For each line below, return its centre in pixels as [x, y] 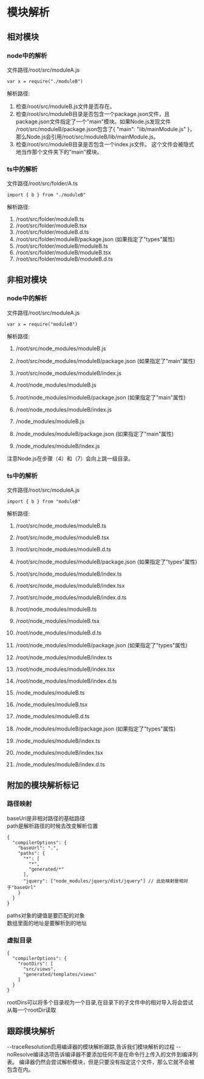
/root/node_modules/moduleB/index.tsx [65, 669]
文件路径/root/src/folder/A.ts [42, 183]
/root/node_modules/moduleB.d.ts [59, 633]
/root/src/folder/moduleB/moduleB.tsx [63, 253]
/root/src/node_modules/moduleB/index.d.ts [71, 597]
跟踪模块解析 [31, 1031]
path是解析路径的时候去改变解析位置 [53, 826]
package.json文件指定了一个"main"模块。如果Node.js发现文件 [93, 121]
